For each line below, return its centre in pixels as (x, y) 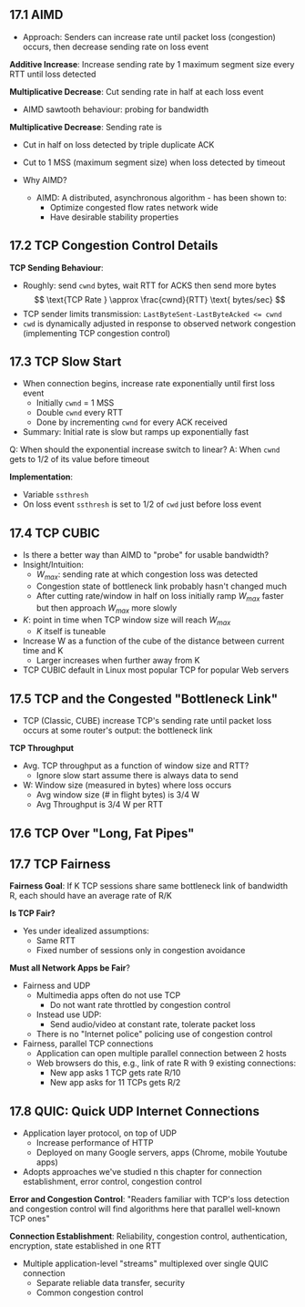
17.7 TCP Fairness (60, 864)
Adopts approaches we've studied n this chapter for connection (142, 1172)
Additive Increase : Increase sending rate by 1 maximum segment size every (152, 64)
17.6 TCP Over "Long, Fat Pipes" (102, 833)
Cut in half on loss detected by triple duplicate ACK (118, 144)
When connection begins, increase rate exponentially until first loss (149, 384)
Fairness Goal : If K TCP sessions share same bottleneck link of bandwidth (149, 886)
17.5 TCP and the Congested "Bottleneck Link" (144, 699)
